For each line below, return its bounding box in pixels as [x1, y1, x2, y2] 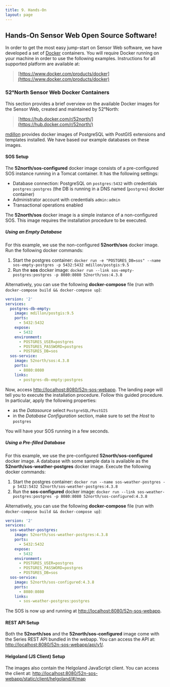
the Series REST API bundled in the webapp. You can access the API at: [5, 636, 156, 643]
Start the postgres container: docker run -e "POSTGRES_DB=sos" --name [12, 257, 161, 263]
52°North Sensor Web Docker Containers [5, 89, 109, 96]
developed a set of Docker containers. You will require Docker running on [5, 50, 159, 56]
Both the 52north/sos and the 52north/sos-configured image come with [5, 631, 159, 637]
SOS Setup [5, 154, 29, 160]
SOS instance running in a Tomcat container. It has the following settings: [5, 170, 159, 176]
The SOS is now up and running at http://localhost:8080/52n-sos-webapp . [5, 608, 162, 614]
